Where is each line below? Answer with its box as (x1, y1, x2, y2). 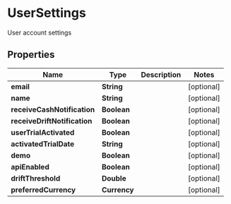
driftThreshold (11, 173, 61, 183)
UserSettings (7, 5, 86, 21)
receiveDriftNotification (11, 116, 93, 126)
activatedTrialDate (11, 139, 75, 149)
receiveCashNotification (11, 104, 95, 114)
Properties (7, 49, 55, 61)
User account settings (7, 28, 72, 37)
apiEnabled (11, 162, 49, 172)
